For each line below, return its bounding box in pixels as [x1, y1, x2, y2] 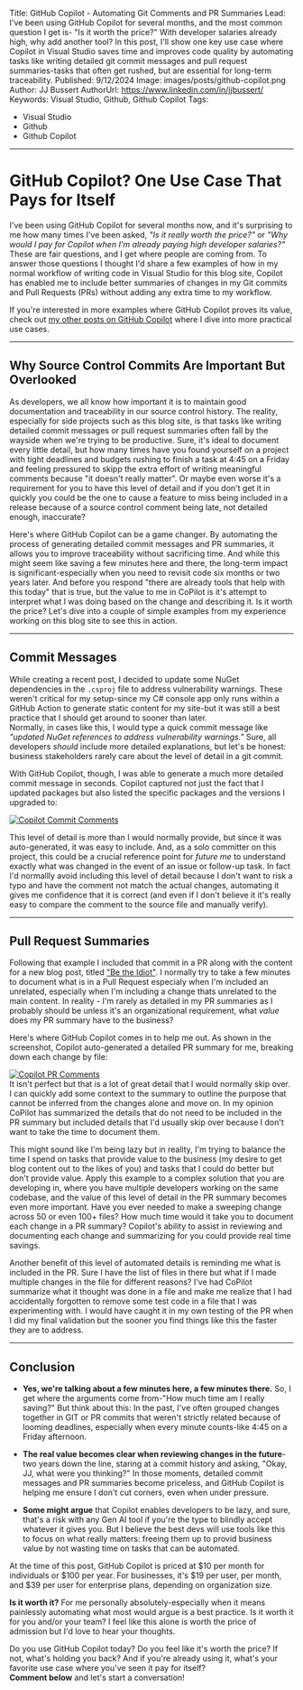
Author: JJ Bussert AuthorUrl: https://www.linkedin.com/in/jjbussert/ [9, 85, 264, 95]
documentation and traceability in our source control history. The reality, [9, 405, 278, 416]
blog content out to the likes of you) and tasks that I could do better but [9, 1164, 274, 1175]
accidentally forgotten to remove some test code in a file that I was [9, 1295, 257, 1307]
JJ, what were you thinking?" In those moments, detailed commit [22, 1468, 263, 1479]
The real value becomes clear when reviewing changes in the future [22, 1449, 282, 1460]
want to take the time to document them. [9, 1127, 161, 1137]
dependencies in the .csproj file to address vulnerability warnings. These [9, 683, 283, 694]
